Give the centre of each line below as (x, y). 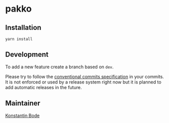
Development (27, 54)
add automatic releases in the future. (44, 87)
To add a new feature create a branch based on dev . (59, 67)
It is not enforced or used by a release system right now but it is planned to (83, 82)
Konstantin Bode (23, 115)
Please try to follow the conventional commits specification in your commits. (85, 76)
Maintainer (23, 104)
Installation (23, 28)
